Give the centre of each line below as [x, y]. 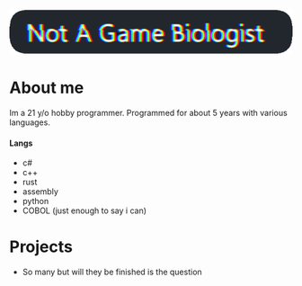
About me [47, 88]
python [36, 201]
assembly [40, 192]
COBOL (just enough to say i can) [84, 210]
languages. [30, 122]
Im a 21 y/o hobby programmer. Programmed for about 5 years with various [148, 113]
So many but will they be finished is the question [112, 272]
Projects [41, 247]
